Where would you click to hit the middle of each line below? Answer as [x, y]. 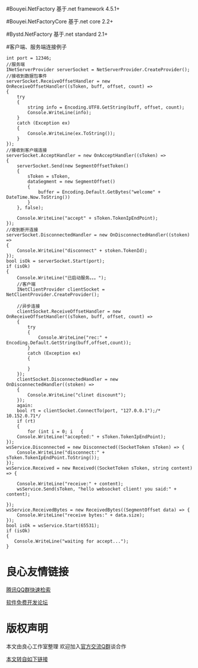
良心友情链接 [38, 572]
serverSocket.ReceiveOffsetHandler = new [58, 81]
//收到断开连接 [22, 230]
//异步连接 [29, 306]
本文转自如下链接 [27, 659]
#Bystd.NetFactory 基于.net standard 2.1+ [57, 34]
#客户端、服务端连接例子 [37, 47]
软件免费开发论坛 [27, 602]
